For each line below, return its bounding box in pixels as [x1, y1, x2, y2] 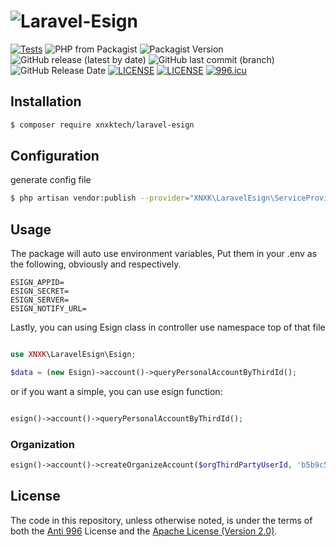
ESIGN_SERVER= [10, 295, 70, 305]
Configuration [10, 148, 100, 165]
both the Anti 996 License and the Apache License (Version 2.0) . [10, 525, 278, 537]
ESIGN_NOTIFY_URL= [10, 304, 87, 314]
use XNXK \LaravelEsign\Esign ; [10, 350, 137, 360]
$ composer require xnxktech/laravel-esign [10, 120, 195, 130]
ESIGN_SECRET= [10, 286, 70, 297]
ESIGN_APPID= [10, 278, 65, 288]
